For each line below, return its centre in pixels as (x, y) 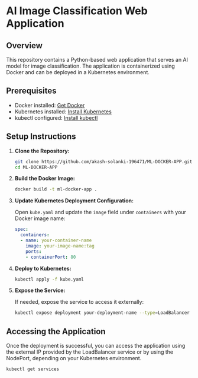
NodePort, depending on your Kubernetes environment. (74, 358)
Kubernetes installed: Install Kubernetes (63, 112)
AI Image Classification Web (77, 11)
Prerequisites (31, 91)
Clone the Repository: (42, 151)
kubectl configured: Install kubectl (56, 117)
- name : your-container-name (56, 240)
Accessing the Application (56, 331)
